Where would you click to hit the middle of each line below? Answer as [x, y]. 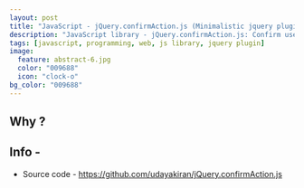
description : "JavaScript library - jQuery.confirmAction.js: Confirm [145, 34]
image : [22, 52]
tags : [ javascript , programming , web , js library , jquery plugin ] [137, 43]
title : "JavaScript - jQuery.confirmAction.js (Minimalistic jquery [141, 26]
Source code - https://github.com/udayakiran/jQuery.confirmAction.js [152, 174]
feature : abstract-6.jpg [64, 60]
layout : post [34, 18]
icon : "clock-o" [48, 77]
